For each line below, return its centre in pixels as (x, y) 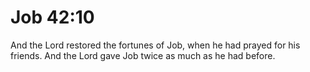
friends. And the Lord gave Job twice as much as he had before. (143, 55)
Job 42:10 (52, 17)
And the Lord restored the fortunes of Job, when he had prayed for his (155, 45)
